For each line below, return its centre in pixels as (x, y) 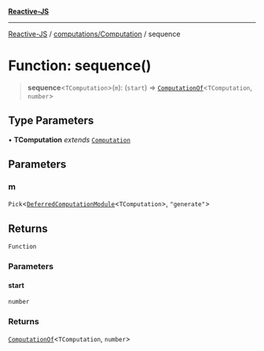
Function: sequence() (80, 66)
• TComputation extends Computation (70, 139)
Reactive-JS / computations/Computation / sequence (94, 34)
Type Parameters (51, 121)
